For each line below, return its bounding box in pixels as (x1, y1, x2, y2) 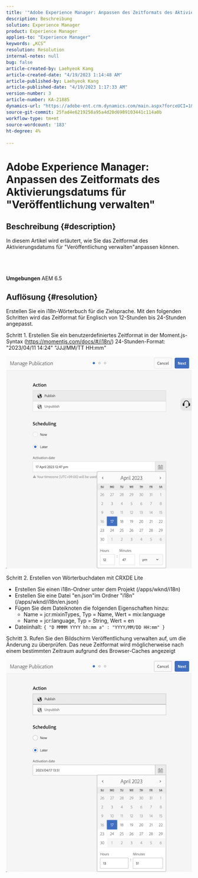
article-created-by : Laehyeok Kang (6, 66, 94, 71)
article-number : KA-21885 (6, 97, 70, 103)
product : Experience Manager (6, 28, 78, 34)
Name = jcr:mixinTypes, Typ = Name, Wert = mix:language (23, 611, 166, 618)
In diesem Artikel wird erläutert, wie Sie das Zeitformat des (6, 237, 148, 245)
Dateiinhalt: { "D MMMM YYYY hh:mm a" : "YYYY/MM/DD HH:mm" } (14, 623, 166, 630)
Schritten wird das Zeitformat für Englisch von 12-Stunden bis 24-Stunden (6, 314, 186, 321)
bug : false (6, 59, 33, 65)
